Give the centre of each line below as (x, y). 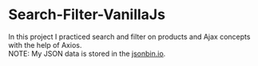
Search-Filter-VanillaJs (87, 15)
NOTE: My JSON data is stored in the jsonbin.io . (87, 53)
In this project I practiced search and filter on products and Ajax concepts (129, 37)
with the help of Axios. (45, 45)
